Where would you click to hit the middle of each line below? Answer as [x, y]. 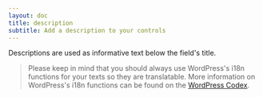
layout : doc [28, 16]
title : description [41, 23]
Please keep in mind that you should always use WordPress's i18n [136, 68]
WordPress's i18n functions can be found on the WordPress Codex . [139, 85]
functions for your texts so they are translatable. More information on [141, 77]
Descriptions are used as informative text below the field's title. [112, 53]
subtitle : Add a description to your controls [87, 30]
